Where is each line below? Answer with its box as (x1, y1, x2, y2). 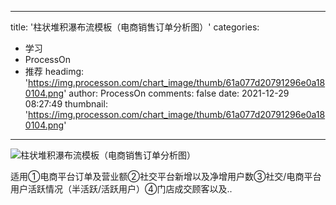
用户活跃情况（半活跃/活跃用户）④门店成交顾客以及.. (10, 183, 233, 195)
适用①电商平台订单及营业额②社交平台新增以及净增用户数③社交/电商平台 (10, 171, 322, 182)
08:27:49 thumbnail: (24, 98, 108, 110)
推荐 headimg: (24, 66, 85, 77)
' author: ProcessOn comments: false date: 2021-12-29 (63, 87, 290, 99)
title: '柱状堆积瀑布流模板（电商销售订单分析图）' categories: (10, 21, 260, 33)
